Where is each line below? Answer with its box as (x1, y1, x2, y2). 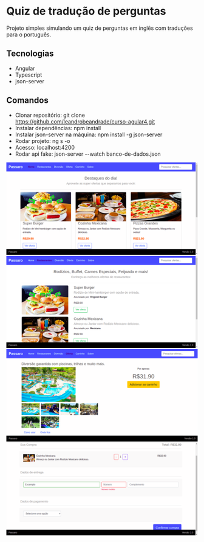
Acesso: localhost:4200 (15, 144, 75, 151)
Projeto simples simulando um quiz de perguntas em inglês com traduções (6, 24, 193, 32)
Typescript (15, 71, 42, 78)
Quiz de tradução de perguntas (6, 4, 166, 18)
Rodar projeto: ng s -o (15, 137, 70, 144)
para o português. (6, 30, 52, 38)
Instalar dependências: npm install (15, 124, 101, 131)
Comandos (6, 96, 49, 106)
